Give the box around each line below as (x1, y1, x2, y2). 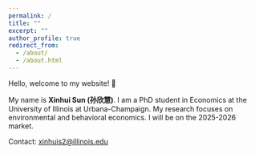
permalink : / (8, 11, 52, 20)
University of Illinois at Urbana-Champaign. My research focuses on (8, 103, 233, 113)
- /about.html (15, 57, 63, 65)
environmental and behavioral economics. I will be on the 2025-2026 (8, 112, 237, 122)
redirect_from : (8, 42, 59, 50)
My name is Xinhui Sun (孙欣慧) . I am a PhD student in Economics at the (8, 95, 247, 104)
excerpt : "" (8, 26, 48, 34)
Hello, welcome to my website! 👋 (8, 78, 116, 88)
